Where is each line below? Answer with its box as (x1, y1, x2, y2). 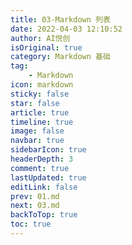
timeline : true (10, 117, 74, 127)
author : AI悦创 (10, 33, 71, 43)
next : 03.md (10, 201, 60, 211)
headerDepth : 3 (10, 154, 74, 164)
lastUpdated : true (10, 172, 87, 183)
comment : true (10, 163, 70, 173)
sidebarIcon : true (10, 145, 87, 155)
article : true (10, 107, 70, 118)
